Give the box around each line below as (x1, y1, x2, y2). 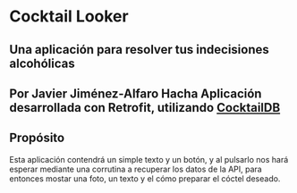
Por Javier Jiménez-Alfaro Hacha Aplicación (9, 86, 262, 101)
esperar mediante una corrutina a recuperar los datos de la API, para (9, 164, 262, 174)
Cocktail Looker (9, 6, 129, 27)
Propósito (9, 130, 65, 146)
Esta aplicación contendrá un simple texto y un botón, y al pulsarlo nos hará (9, 154, 289, 164)
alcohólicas (9, 55, 75, 71)
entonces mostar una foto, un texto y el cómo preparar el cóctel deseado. (9, 172, 281, 184)
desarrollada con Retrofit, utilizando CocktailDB (9, 100, 281, 115)
